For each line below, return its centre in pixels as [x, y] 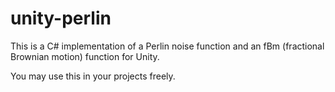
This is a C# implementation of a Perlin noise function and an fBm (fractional [167, 46]
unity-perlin [61, 18]
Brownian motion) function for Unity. [85, 56]
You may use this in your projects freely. [93, 76]
